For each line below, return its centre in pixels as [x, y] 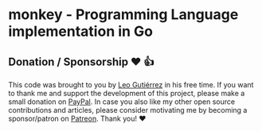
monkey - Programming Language [123, 15]
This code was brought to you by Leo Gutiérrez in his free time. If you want [131, 85]
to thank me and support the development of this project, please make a [127, 93]
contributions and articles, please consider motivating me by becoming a [128, 110]
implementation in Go [81, 31]
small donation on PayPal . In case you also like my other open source [122, 102]
